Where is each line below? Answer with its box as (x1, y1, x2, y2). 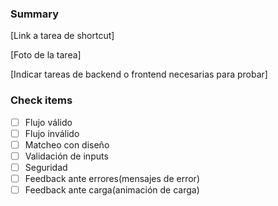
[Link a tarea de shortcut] (10, 30, 115, 42)
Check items (10, 93, 73, 107)
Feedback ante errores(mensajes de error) (24, 172, 200, 184)
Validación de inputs (24, 150, 109, 162)
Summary (10, 7, 60, 21)
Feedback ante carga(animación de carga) (24, 183, 200, 196)
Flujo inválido (24, 127, 80, 139)
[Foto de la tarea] (10, 49, 82, 61)
